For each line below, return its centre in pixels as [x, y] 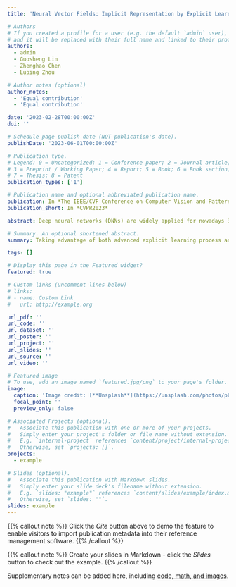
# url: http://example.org [50, 304]
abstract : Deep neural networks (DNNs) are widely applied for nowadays [116, 221]
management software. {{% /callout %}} [66, 541]
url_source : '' [29, 357]
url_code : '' [26, 324]
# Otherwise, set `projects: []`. [61, 447]
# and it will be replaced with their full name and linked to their [111, 39]
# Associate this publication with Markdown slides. [89, 480]
